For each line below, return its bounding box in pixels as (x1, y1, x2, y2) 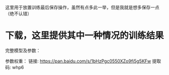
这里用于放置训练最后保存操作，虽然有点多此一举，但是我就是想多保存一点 (5, 4, 159, 10)
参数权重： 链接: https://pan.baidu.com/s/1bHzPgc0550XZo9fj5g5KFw (5, 58, 151, 64)
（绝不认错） (5, 10, 32, 16)
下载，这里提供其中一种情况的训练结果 (5, 30, 164, 41)
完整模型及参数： (5, 47, 41, 53)
